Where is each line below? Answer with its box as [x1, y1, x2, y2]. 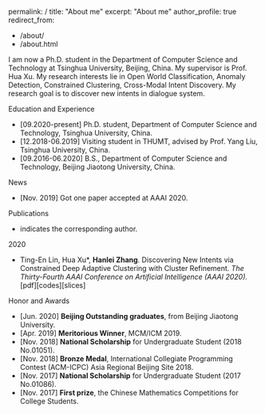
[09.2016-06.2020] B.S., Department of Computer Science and [19, 153, 227, 163]
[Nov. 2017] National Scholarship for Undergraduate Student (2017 [19, 371, 241, 380]
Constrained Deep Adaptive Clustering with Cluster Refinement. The [19, 264, 245, 273]
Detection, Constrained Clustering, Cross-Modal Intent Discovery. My [8, 80, 237, 90]
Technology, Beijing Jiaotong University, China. [19, 162, 176, 171]
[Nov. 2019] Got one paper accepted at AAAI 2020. [19, 193, 188, 202]
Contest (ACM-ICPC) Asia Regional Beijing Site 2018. [19, 363, 194, 372]
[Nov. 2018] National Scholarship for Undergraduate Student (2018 [19, 337, 242, 346]
